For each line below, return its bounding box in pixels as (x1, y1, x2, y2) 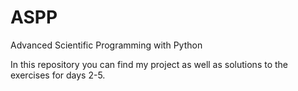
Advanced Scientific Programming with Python (10, 39, 203, 51)
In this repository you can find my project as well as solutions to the (10, 58, 289, 70)
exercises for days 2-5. (10, 69, 106, 81)
